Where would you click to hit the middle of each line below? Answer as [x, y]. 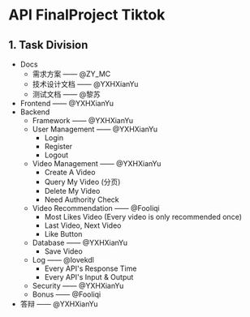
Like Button [63, 234]
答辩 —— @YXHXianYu [59, 304]
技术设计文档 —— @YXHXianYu [85, 84]
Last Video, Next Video [83, 225]
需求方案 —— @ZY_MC [71, 74]
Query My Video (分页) [82, 182]
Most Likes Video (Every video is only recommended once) [143, 217]
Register [58, 146]
